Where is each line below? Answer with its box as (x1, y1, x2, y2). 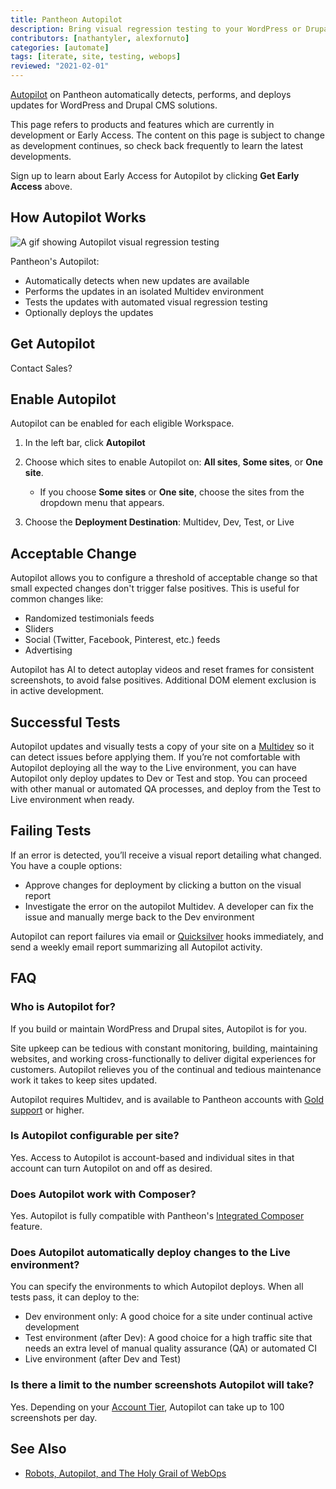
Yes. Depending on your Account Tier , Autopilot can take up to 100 (10, 1401, 285, 1413)
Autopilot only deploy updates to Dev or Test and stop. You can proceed (10, 772, 308, 785)
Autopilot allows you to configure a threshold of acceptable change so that (10, 572, 318, 584)
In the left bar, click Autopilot (24, 437, 146, 449)
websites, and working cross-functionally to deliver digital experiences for (10, 1052, 317, 1065)
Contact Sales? (10, 362, 73, 374)
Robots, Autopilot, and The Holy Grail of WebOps (24, 1467, 227, 1479)
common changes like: (10, 593, 104, 605)
